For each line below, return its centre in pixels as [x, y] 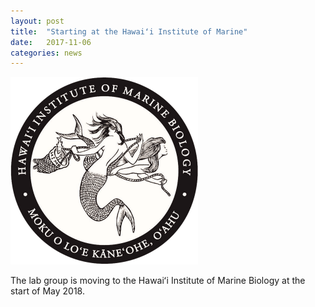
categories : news [46, 53]
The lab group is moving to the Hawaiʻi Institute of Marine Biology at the [158, 281]
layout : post [37, 21]
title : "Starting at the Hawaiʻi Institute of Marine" [129, 31]
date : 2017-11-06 [51, 42]
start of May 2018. [47, 291]
